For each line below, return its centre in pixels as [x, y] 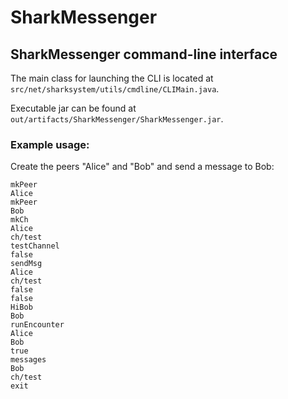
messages [28, 360]
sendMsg [26, 264]
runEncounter [37, 325]
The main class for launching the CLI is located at [112, 78]
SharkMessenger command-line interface [144, 54]
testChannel [35, 246]
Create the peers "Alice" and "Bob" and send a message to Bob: [142, 167]
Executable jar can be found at [73, 108]
